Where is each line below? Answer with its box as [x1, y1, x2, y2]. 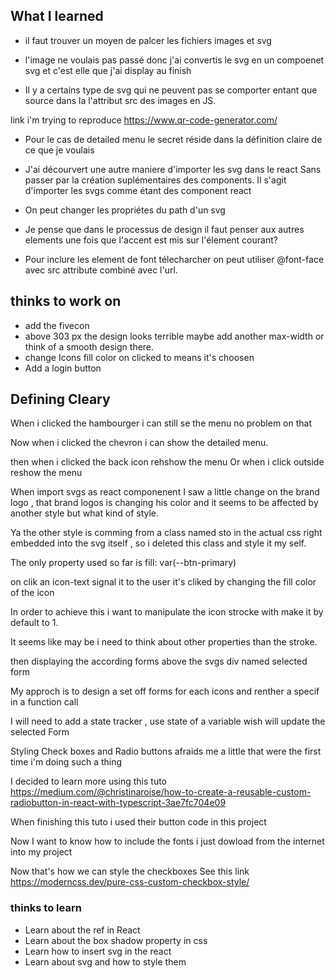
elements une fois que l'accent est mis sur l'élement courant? [24, 234, 278, 246]
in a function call [10, 696, 79, 708]
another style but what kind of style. [10, 507, 160, 519]
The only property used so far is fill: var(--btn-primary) [10, 557, 237, 569]
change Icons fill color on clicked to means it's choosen [24, 351, 255, 363]
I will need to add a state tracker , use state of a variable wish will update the [10, 715, 326, 728]
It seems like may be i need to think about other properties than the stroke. [10, 636, 318, 648]
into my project [10, 846, 73, 858]
